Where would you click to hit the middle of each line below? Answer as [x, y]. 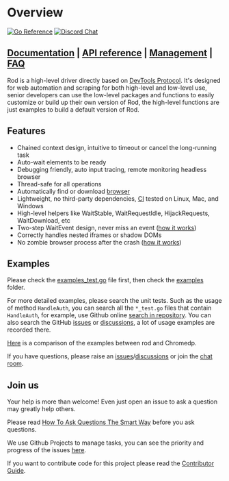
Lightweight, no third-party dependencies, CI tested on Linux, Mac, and [118, 198]
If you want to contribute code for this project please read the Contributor [111, 463]
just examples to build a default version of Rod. [73, 109]
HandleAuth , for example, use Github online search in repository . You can [109, 315]
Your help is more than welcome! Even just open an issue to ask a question [112, 402]
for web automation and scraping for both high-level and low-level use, [107, 88]
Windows [30, 206]
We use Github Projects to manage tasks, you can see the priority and [105, 443]
